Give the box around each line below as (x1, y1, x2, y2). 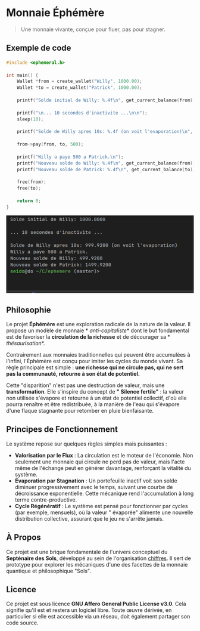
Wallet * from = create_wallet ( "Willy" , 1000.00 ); (17, 78, 143, 85)
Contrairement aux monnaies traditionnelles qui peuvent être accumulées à (6, 351, 190, 358)
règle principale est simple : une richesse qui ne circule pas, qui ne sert (6, 364, 184, 371)
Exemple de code (6, 43, 71, 53)
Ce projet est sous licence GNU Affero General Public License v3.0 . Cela (6, 600, 186, 608)
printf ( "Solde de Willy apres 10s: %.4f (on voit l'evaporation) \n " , (17, 129, 193, 135)
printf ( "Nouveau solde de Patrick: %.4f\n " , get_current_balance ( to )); (17, 166, 198, 172)
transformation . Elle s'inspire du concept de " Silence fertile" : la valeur (6, 388, 185, 395)
